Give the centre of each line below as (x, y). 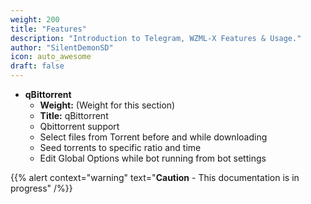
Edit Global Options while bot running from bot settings (153, 158)
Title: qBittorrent (74, 115)
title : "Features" (48, 29)
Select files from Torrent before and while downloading (153, 137)
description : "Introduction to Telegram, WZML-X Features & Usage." (156, 38)
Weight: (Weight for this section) (107, 105)
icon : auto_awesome (51, 57)
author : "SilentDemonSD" (62, 47)
